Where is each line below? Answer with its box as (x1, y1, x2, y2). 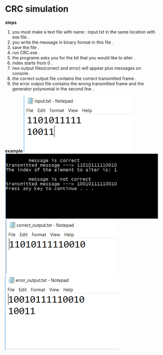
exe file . (12, 34, 30, 40)
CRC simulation (5, 3, 69, 15)
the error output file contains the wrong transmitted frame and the (12, 80, 144, 86)
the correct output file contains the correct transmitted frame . (12, 75, 137, 81)
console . (12, 70, 31, 76)
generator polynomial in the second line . (12, 86, 94, 92)
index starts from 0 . (12, 60, 53, 66)
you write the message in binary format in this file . (12, 39, 114, 45)
